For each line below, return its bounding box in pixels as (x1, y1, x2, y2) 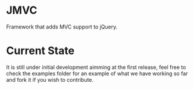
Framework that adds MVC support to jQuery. (6, 23, 118, 30)
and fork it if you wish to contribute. (6, 76, 94, 83)
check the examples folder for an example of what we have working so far (6, 69, 189, 77)
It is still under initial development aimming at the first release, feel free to (6, 63, 186, 71)
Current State (6, 44, 75, 58)
